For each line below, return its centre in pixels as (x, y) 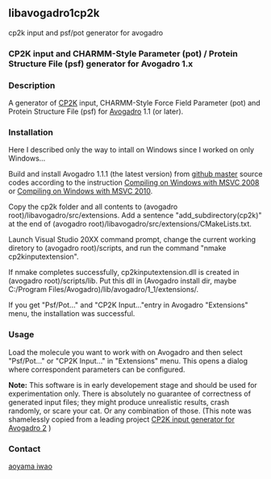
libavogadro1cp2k (54, 13)
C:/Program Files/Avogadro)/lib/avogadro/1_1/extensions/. (104, 289)
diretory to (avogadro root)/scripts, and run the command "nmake (117, 248)
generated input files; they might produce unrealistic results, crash (119, 402)
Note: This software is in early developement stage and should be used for (133, 385)
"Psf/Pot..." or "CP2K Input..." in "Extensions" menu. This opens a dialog (128, 360)
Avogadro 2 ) (30, 427)
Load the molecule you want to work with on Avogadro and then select (126, 352)
